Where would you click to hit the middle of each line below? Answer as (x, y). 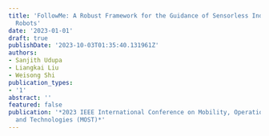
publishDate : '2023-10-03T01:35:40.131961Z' (84, 46)
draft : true (28, 38)
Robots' (28, 23)
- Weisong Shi (32, 75)
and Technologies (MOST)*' (60, 120)
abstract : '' (30, 98)
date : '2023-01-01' (41, 30)
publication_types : (41, 82)
